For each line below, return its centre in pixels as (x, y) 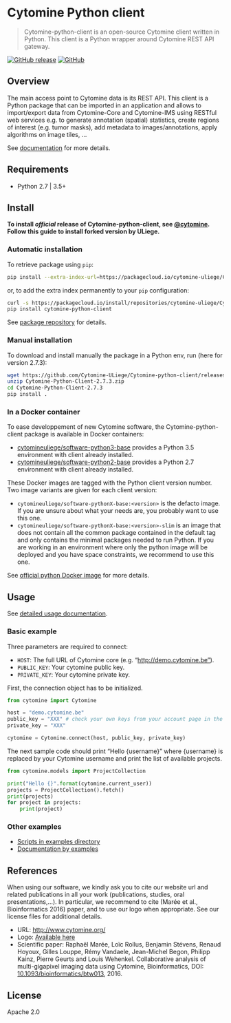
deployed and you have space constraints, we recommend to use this (115, 555)
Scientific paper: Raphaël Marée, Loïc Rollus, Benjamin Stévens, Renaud (119, 945)
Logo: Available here (46, 937)
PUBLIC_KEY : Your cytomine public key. (71, 667)
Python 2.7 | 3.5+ (42, 186)
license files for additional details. (55, 916)
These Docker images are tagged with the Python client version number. (110, 483)
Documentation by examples (57, 849)
